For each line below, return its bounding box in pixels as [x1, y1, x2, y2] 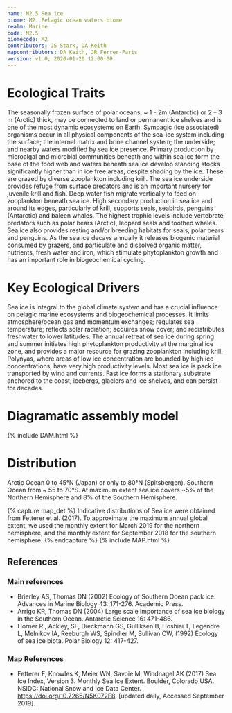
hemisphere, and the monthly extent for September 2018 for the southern [7, 529, 217, 537]
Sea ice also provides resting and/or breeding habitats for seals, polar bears [7, 226, 224, 234]
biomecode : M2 [7, 36, 48, 43]
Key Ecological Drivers [7, 280, 140, 295]
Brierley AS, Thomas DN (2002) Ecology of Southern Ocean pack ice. [17, 592, 216, 601]
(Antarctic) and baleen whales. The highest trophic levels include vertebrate [7, 211, 224, 219]
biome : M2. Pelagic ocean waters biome [7, 17, 123, 24]
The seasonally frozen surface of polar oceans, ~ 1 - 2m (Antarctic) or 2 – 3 [7, 108, 223, 117]
